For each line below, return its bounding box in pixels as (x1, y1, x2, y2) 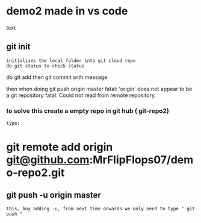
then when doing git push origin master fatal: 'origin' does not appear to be (6, 85, 193, 92)
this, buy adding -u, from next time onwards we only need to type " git (6, 206, 196, 212)
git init (6, 42, 31, 52)
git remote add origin (6, 140, 113, 154)
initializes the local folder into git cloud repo (6, 57, 136, 64)
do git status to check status (6, 63, 85, 69)
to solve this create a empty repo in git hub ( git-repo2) (6, 107, 170, 115)
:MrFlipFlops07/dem (89, 153, 194, 167)
